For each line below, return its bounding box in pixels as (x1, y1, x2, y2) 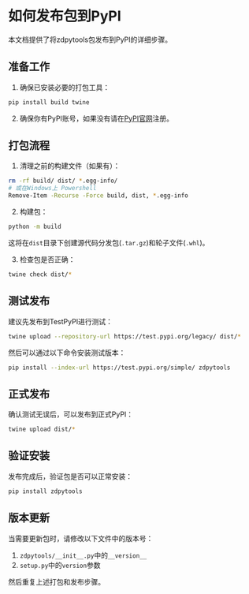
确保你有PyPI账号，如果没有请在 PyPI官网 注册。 (19, 114, 173, 123)
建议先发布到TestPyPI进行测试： (8, 316, 113, 326)
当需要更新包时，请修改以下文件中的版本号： (8, 533, 154, 543)
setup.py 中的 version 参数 (19, 560, 101, 570)
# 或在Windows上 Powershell (8, 185, 97, 192)
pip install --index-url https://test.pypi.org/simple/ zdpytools (8, 364, 231, 372)
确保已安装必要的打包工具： (19, 82, 110, 92)
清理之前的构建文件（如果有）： (19, 161, 121, 170)
